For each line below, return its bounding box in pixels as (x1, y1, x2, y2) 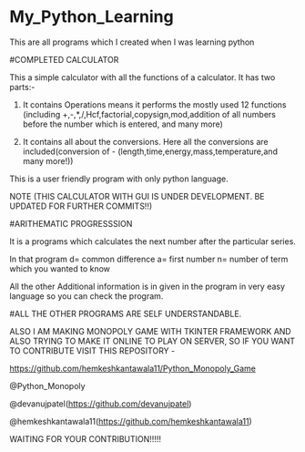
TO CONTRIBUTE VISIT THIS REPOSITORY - (9, 344, 176, 356)
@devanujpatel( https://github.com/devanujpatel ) (9, 398, 192, 409)
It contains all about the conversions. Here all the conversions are (22, 136, 269, 147)
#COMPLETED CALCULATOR (9, 54, 119, 65)
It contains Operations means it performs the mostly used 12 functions (22, 98, 287, 110)
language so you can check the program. (9, 290, 164, 302)
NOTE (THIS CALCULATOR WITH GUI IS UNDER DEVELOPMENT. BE (9, 190, 265, 201)
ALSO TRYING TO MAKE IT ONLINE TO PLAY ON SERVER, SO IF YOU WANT (9, 335, 296, 346)
